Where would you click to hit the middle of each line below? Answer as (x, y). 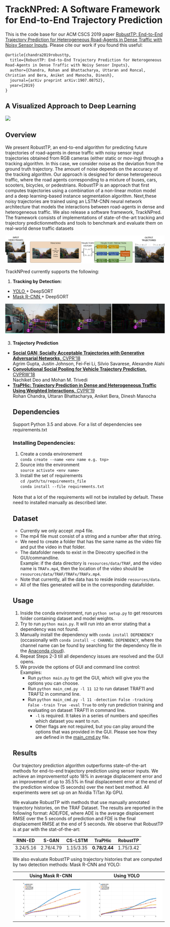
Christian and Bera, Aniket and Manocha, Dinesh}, (60, 75)
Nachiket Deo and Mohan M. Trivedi (50, 380)
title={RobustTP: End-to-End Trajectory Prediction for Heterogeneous (86, 60)
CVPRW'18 (24, 375)
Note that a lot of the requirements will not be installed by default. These (88, 497)
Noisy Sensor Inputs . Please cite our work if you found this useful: (74, 45)
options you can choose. (53, 683)
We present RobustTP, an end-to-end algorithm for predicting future (76, 147)
